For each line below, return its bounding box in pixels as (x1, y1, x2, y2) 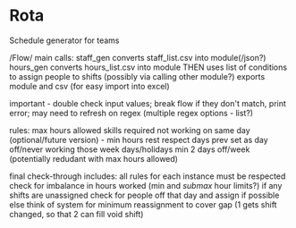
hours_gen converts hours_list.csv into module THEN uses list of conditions (9, 62, 288, 72)
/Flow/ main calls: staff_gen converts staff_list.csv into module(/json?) (9, 52, 266, 63)
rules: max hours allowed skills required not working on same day (9, 124, 250, 135)
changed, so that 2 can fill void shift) (9, 208, 144, 219)
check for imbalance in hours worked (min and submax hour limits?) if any (9, 180, 283, 190)
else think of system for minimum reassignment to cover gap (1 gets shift (9, 198, 277, 210)
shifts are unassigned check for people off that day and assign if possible (9, 190, 280, 200)
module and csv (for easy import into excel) (9, 80, 170, 91)
